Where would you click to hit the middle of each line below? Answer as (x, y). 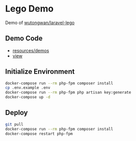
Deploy (17, 113)
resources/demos (31, 50)
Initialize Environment (40, 72)
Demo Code (24, 38)
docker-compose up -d (28, 97)
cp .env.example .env (28, 88)
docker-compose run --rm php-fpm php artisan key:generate (68, 93)
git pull (14, 124)
